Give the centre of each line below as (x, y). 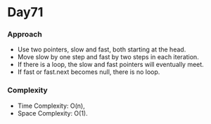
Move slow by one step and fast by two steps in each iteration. (108, 57)
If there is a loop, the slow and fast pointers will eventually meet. (110, 65)
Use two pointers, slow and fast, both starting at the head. (102, 49)
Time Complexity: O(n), (51, 106)
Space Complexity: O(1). (52, 113)
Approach (25, 35)
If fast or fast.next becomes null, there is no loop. (89, 72)
